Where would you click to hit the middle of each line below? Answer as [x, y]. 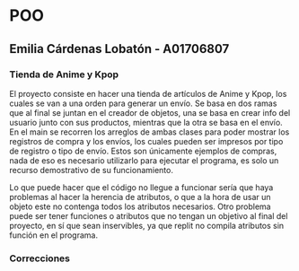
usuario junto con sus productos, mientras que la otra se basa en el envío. [146, 122]
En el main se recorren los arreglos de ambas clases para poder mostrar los [149, 132]
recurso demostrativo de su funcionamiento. [91, 170]
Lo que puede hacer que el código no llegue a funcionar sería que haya [141, 187]
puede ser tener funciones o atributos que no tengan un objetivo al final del [149, 215]
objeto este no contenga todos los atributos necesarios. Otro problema [140, 206]
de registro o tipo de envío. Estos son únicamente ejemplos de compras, [143, 151]
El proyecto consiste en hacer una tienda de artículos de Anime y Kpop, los [148, 93]
